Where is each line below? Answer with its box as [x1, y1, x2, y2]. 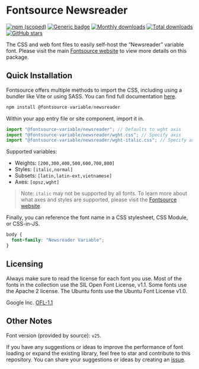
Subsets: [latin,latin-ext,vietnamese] [14, 172, 113, 179]
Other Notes [6, 316, 52, 326]
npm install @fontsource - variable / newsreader [6, 104, 120, 110]
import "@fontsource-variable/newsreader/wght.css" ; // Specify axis [6, 131, 182, 138]
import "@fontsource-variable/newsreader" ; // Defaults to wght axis [6, 126, 182, 132]
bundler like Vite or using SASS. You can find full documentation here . [6, 92, 176, 100]
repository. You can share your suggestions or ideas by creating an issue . [6, 356, 186, 363]
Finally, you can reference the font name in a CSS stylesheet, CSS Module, [6, 214, 188, 221]
